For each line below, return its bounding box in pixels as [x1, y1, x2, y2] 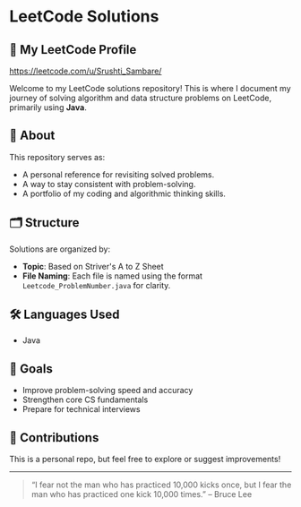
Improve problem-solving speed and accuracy [21, 385, 193, 396]
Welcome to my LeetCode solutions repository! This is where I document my [9, 83, 291, 93]
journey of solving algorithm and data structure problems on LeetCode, [9, 92, 271, 103]
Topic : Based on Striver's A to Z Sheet [21, 261, 164, 271]
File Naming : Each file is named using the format [21, 271, 203, 281]
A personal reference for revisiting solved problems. [21, 168, 215, 180]
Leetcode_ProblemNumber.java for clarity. [21, 279, 171, 290]
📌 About [9, 128, 56, 143]
